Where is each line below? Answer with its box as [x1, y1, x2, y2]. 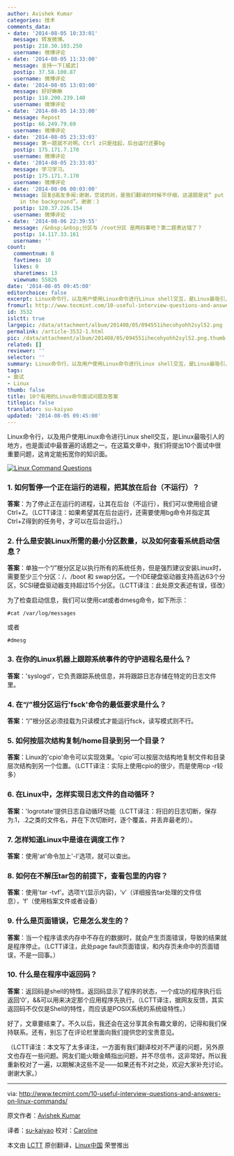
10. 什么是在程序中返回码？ [7, 970, 97, 979]
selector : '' [7, 354, 45, 361]
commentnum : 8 [13, 250, 54, 257]
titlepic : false [7, 399, 54, 407]
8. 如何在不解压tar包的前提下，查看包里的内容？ [7, 871, 169, 880]
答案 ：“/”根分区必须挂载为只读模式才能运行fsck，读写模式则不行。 [7, 716, 197, 726]
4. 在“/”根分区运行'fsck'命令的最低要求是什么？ [7, 699, 167, 709]
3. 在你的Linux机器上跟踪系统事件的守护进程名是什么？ [7, 654, 192, 664]
